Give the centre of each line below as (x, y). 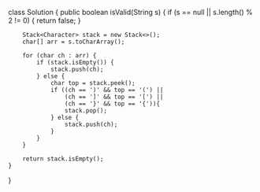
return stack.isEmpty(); (63, 159)
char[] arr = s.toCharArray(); (74, 42)
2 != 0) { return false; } (45, 20)
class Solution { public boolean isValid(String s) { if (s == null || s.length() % (131, 12)
